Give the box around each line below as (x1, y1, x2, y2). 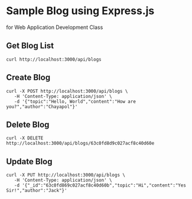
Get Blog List (6, 41, 54, 51)
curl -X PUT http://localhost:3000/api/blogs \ (6, 172, 126, 178)
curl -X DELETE (6, 135, 44, 141)
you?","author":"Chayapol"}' (6, 103, 78, 110)
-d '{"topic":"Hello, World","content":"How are (14, 99, 136, 105)
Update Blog (6, 156, 53, 167)
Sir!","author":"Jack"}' (6, 188, 67, 194)
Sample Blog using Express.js (6, 4, 155, 18)
